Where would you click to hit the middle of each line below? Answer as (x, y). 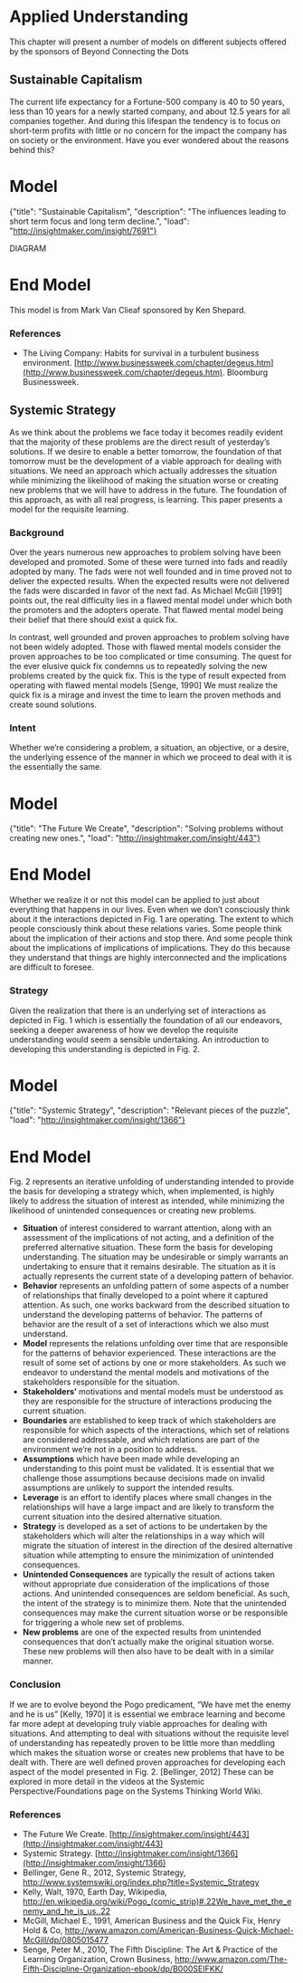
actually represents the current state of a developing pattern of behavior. (158, 1276)
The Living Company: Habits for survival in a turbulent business (141, 353)
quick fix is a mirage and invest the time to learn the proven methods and (146, 695)
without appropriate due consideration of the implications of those (146, 1584)
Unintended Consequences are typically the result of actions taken (149, 1575)
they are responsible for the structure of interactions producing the (147, 1402)
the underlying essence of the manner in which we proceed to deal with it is (151, 757)
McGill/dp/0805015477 (65, 1940)
